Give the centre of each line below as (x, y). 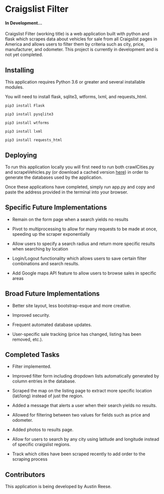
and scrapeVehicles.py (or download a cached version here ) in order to (77, 172)
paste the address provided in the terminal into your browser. (67, 192)
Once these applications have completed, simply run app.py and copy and (80, 187)
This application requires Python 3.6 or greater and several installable (75, 82)
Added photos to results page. (43, 430)
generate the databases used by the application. (54, 177)
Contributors (25, 475)
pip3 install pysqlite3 (29, 114)
